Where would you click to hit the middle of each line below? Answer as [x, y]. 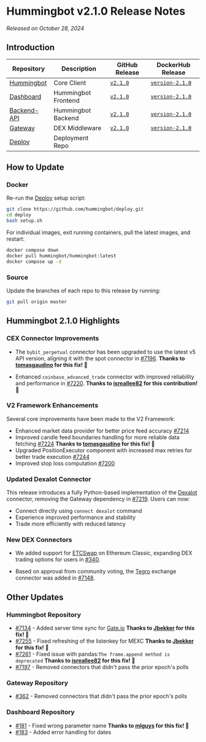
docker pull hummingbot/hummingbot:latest [61, 256]
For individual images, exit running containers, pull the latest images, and [98, 233]
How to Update [35, 168]
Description [79, 69]
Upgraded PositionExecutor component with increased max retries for [104, 450]
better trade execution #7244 [52, 456]
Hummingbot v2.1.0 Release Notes [96, 11]
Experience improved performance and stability [75, 517]
